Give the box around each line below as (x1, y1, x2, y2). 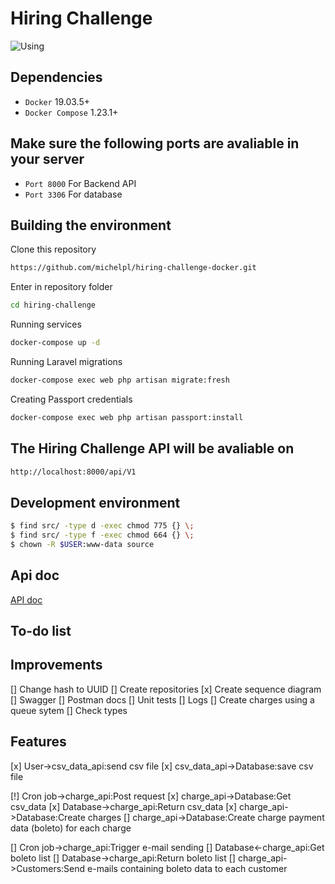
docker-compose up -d (10, 338, 101, 348)
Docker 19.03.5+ (24, 95, 90, 107)
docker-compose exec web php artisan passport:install (10, 412, 244, 422)
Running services (10, 318, 82, 331)
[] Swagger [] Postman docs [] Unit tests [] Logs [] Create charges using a (10, 693, 315, 706)
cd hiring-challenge (10, 300, 97, 311)
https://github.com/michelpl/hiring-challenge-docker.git (10, 263, 257, 273)
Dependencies (10, 69, 103, 86)
